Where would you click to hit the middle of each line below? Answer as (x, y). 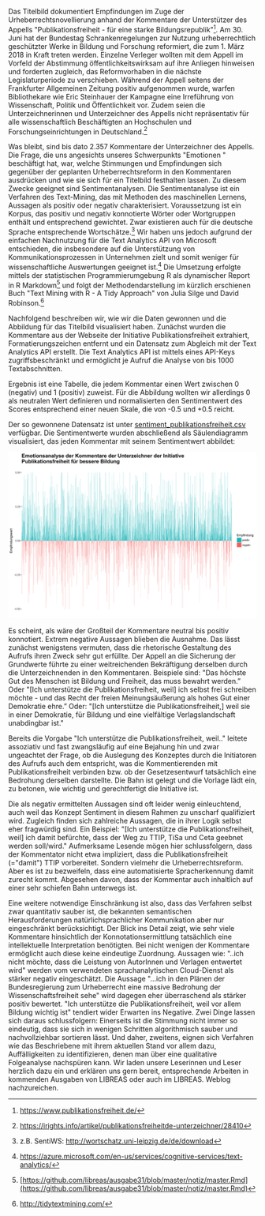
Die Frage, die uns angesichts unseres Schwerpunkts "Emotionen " (117, 155)
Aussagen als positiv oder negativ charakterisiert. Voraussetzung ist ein (125, 205)
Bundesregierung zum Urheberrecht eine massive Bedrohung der (114, 987)
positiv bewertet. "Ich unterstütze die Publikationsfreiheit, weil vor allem (125, 1004)
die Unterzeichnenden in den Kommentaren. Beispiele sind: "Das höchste (127, 672)
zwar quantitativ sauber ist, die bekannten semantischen (100, 911)
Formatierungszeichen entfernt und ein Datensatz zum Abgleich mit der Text (132, 343)
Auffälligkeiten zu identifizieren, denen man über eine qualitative (113, 1054)
